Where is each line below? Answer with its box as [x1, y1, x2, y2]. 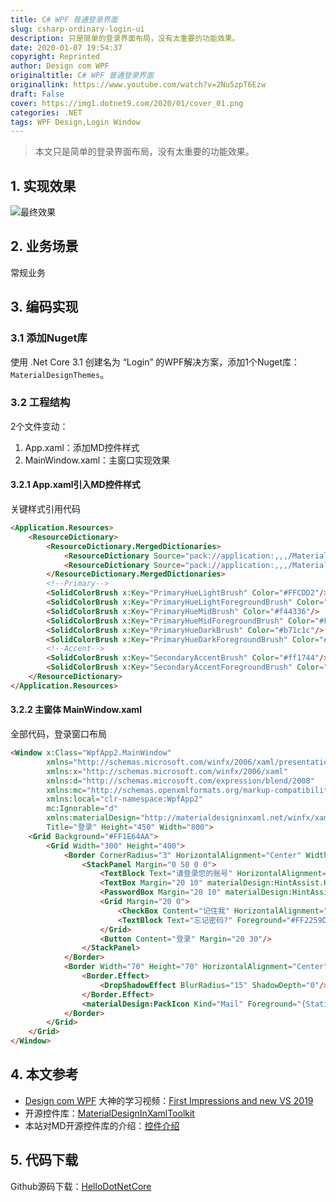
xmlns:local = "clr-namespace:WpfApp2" [46, 794, 203, 805]
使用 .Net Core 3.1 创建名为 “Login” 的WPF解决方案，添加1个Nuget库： [10, 356, 301, 368]
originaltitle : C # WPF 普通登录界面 [10, 71, 154, 81]
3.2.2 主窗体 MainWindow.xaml [10, 704, 142, 716]
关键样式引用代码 [10, 503, 81, 515]
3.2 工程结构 [10, 396, 71, 410]
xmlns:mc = [46, 785, 87, 795]
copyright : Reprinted [10, 52, 101, 62]
